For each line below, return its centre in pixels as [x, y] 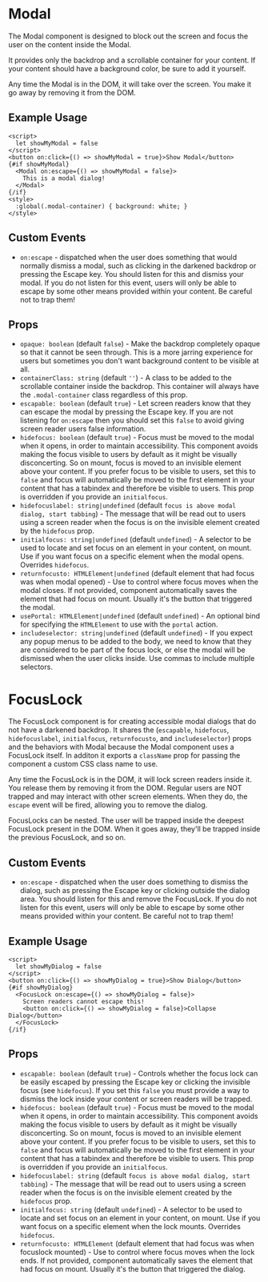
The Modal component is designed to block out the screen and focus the [128, 36]
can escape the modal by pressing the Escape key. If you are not [126, 412]
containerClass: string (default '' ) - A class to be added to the [126, 378]
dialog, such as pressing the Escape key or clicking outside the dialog [135, 891]
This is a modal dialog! [64, 178]
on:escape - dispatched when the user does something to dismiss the [134, 882]
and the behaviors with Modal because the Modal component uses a [121, 747]
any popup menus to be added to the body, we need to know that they [136, 642]
